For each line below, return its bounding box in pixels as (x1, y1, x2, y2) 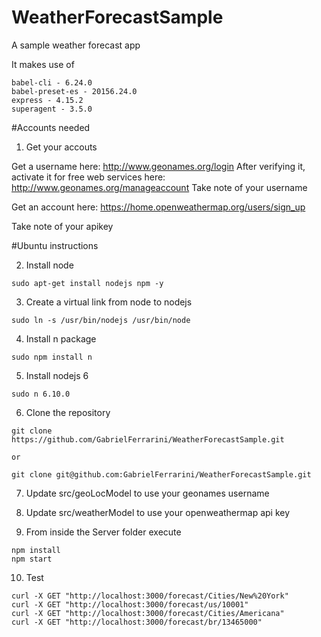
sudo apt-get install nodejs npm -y (11, 278, 164, 288)
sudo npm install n (11, 352, 93, 362)
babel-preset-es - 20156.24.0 (11, 86, 138, 96)
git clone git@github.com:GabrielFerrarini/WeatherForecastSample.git (11, 469, 312, 480)
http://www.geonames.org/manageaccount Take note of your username (11, 181, 308, 193)
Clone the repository (25, 406, 111, 418)
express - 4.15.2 (11, 95, 84, 105)
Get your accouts (25, 141, 98, 153)
